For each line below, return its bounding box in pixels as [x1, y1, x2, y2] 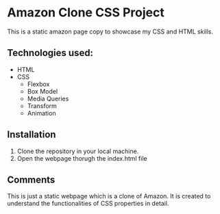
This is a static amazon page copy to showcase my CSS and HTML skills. [7, 27, 214, 36]
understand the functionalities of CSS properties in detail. [7, 200, 169, 208]
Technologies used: [7, 47, 94, 59]
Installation [7, 129, 56, 141]
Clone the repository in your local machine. [16, 147, 139, 155]
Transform [27, 101, 57, 110]
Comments [7, 174, 56, 185]
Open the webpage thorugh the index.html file [16, 154, 147, 162]
